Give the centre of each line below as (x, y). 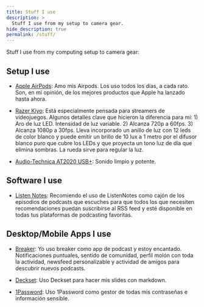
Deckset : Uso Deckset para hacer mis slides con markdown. (91, 280)
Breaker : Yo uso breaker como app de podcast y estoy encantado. (98, 248)
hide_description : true (37, 29)
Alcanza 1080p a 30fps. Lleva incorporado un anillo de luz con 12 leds (103, 130)
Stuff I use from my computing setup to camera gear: (73, 52)
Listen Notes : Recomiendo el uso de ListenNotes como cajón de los (100, 195)
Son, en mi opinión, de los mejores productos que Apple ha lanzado (100, 92)
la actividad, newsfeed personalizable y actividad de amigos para (97, 262)
